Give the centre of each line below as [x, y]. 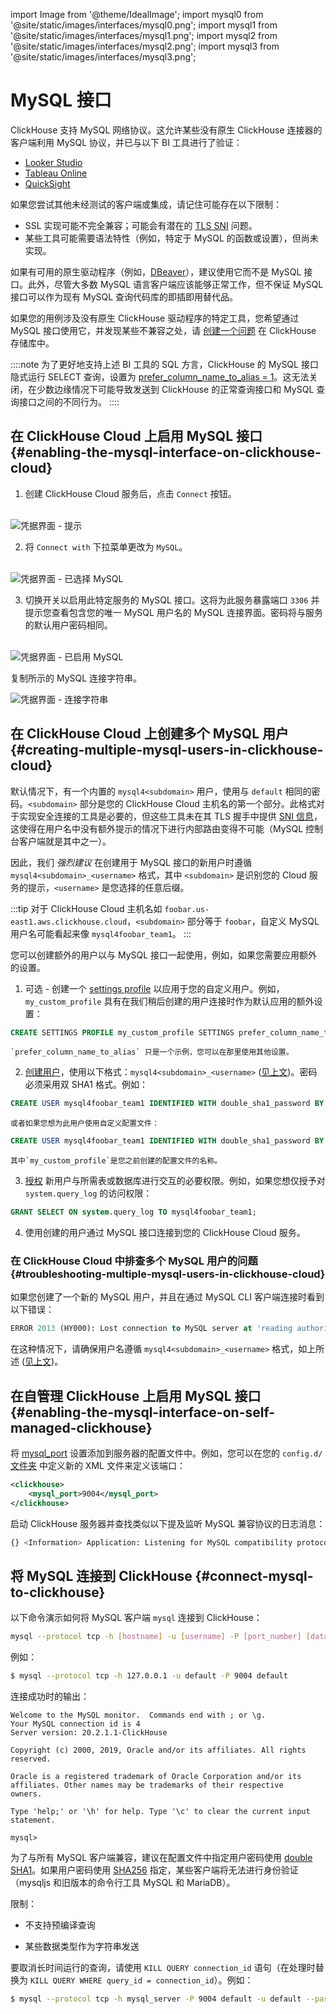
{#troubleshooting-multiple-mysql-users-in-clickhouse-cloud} [168, 1274]
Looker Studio [53, 162]
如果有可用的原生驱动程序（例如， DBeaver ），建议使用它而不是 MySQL [156, 271]
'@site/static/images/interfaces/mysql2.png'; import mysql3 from [145, 46]
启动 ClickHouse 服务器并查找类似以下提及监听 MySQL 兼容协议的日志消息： [168, 1523]
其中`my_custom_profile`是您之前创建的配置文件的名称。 [116, 1161]
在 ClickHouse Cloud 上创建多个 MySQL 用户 [150, 734]
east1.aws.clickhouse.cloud [69, 922]
